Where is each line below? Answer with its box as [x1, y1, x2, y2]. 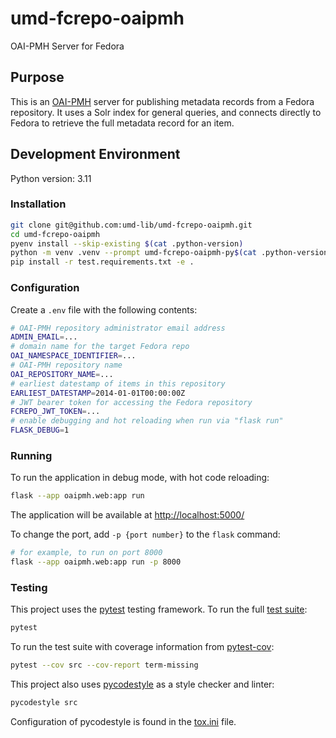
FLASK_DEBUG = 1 [10, 425, 70, 436]
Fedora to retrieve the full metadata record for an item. [10, 117, 235, 129]
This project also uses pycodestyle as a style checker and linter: [10, 678, 275, 690]
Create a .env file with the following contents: [10, 303, 198, 316]
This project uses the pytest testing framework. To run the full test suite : [10, 603, 308, 616]
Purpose [10, 69, 65, 86]
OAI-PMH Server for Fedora [10, 40, 125, 52]
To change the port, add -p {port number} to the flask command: [10, 528, 281, 541]
